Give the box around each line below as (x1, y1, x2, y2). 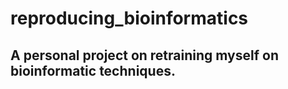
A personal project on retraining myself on (10, 47, 279, 64)
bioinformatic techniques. (10, 62, 176, 79)
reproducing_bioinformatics (10, 7, 249, 30)
